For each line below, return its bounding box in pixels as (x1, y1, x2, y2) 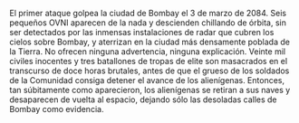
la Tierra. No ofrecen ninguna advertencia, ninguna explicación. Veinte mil (9, 46, 286, 57)
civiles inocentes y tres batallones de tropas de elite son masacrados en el (9, 56, 288, 66)
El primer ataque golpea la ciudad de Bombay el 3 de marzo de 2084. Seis (9, 8, 287, 18)
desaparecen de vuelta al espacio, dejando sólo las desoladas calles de (9, 94, 277, 105)
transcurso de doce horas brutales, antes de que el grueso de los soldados (9, 65, 290, 76)
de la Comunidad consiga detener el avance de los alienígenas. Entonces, (9, 75, 285, 85)
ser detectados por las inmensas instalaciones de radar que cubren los (9, 27, 275, 37)
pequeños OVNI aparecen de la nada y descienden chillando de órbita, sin (9, 17, 287, 28)
